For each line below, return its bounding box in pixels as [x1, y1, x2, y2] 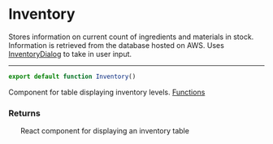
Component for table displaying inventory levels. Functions [8, 87, 206, 97]
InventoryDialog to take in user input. [8, 49, 132, 59]
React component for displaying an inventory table [19, 126, 189, 136]
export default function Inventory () [8, 72, 136, 81]
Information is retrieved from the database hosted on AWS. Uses [8, 40, 225, 50]
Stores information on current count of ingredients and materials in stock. [8, 32, 254, 41]
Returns [8, 107, 41, 119]
